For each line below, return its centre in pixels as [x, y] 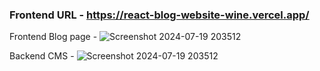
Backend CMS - [42, 56]
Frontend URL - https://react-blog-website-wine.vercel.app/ [159, 15]
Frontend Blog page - [53, 37]
